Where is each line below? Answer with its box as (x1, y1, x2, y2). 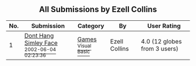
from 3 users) (141, 45, 179, 53)
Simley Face (24, 39, 58, 47)
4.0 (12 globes (141, 37, 182, 45)
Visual (77, 42, 92, 49)
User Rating (147, 21, 181, 30)
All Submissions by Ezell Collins (38, 5, 157, 14)
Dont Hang (24, 31, 54, 39)
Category (78, 21, 104, 30)
